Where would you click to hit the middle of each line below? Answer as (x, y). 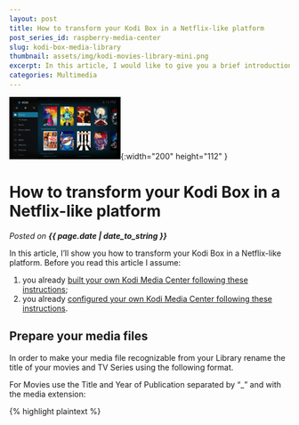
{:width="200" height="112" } (174, 156)
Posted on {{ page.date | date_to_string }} (88, 235)
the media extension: (48, 394)
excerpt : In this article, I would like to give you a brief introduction (151, 66)
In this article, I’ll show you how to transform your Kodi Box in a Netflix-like (145, 253)
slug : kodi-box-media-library (65, 47)
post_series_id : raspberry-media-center (85, 37)
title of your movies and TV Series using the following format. (121, 367)
